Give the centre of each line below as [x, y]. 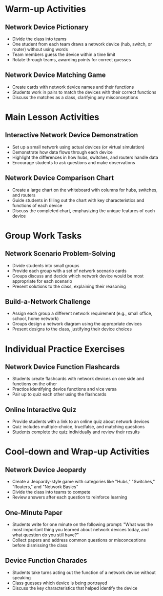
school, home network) [35, 319]
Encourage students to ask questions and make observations [73, 162]
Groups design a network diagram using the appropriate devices [77, 324]
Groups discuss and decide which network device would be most [78, 276]
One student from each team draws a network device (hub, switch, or [82, 44]
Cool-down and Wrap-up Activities [77, 452]
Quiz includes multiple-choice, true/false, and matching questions [78, 427]
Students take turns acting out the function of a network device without [84, 572]
